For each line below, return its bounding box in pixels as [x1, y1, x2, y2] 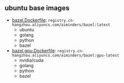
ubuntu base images [4, 4, 70, 12]
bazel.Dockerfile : [11, 17, 47, 23]
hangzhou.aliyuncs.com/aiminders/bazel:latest [11, 22, 111, 27]
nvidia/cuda [19, 57, 44, 63]
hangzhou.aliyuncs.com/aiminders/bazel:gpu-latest [11, 53, 120, 58]
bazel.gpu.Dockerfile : [11, 47, 56, 53]
